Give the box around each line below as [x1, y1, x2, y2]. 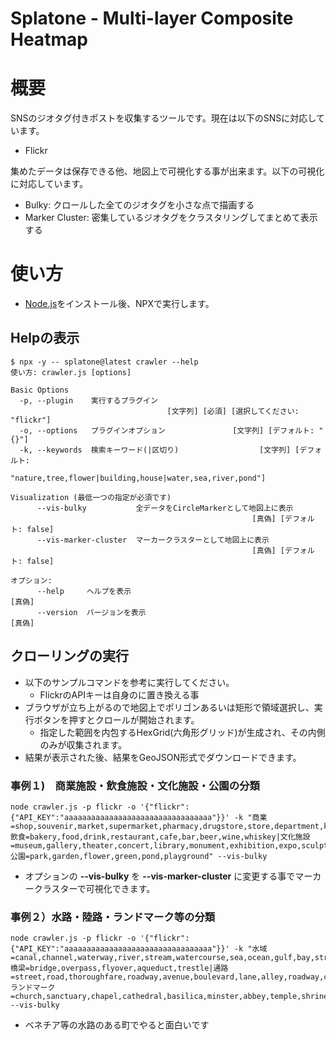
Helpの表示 [10, 330, 80, 347]
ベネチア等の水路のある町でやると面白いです [24, 1019, 210, 1031]
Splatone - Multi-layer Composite [10, 7, 294, 30]
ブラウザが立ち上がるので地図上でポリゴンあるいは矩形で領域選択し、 [24, 701, 315, 713]
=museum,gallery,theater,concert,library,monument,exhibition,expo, [10, 840, 302, 851]
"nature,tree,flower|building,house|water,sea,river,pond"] [10, 473, 267, 483]
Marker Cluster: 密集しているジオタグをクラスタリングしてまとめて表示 [24, 212, 318, 224]
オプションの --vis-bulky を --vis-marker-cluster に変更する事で [24, 870, 296, 882]
